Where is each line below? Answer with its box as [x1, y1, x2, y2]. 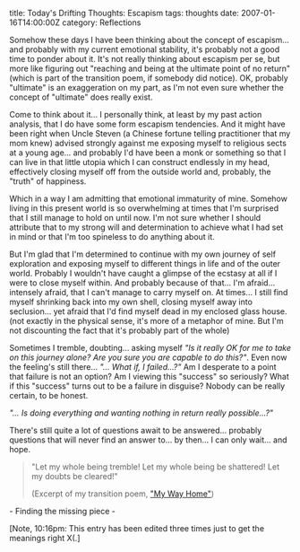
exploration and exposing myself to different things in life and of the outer [9, 258, 280, 268]
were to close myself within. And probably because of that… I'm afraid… [9, 277, 276, 288]
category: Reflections [62, 17, 141, 28]
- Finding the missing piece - [9, 506, 116, 516]
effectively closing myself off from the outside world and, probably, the [9, 166, 271, 177]
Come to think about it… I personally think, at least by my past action [9, 110, 262, 119]
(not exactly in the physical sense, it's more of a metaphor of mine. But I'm [9, 316, 284, 326]
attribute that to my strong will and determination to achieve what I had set [9, 222, 284, 232]
